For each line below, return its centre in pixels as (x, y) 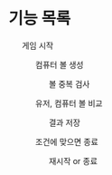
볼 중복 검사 (69, 83)
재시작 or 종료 (73, 160)
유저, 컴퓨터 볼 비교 (69, 103)
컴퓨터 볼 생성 (59, 64)
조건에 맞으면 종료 (66, 141)
